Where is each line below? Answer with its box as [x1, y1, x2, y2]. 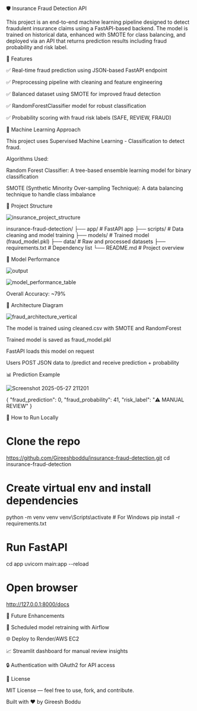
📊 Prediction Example [6, 371, 61, 378]
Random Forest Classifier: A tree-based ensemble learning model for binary [6, 167, 192, 174]
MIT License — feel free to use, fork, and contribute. [6, 687, 135, 694]
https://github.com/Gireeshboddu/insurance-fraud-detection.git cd [6, 454, 170, 461]
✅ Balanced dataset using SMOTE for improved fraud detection [6, 91, 161, 97]
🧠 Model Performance [6, 256, 60, 263]
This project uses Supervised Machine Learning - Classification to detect [6, 138, 185, 144]
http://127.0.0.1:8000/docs [6, 601, 69, 608]
